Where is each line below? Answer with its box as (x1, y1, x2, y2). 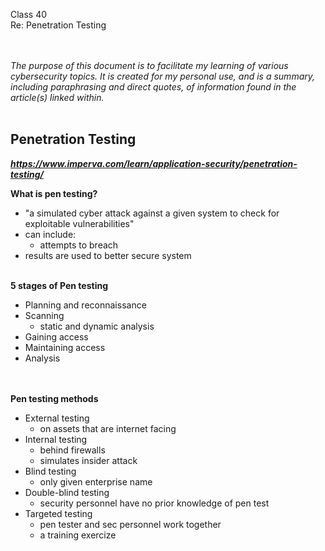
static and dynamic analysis (39, 320, 155, 332)
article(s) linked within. (10, 92, 105, 103)
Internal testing (24, 433, 88, 445)
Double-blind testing (24, 486, 110, 498)
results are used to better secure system (24, 249, 192, 261)
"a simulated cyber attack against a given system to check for (24, 207, 280, 219)
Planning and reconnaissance (24, 299, 147, 311)
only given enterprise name (39, 475, 153, 488)
